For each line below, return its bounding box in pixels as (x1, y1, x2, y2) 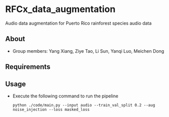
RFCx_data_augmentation (5, 4, 116, 15)
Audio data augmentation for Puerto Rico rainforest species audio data (5, 20, 152, 26)
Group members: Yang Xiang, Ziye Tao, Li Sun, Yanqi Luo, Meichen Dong (12, 48, 164, 54)
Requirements (5, 63, 50, 71)
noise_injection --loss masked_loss (12, 107, 90, 112)
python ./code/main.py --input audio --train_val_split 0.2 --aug (12, 102, 155, 107)
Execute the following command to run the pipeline (12, 93, 119, 99)
